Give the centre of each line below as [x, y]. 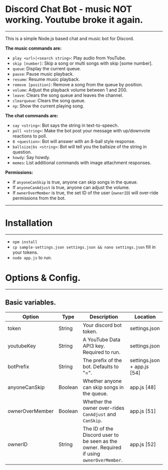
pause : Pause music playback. [43, 74]
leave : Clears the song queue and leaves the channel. [68, 95]
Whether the [97, 401]
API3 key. [94, 346]
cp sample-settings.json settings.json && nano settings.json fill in [84, 247]
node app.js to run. [32, 257]
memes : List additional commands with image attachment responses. [82, 163]
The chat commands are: [32, 115]
